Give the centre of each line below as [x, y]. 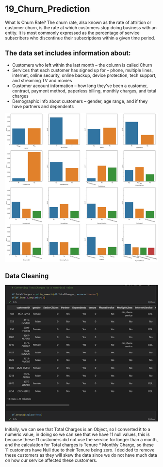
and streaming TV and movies [42, 80]
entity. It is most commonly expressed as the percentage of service [72, 33]
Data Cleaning [27, 276]
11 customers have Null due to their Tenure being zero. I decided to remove [80, 450]
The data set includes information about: [68, 53]
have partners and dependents [43, 106]
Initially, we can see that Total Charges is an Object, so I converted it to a [78, 429]
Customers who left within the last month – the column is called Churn [82, 65]
